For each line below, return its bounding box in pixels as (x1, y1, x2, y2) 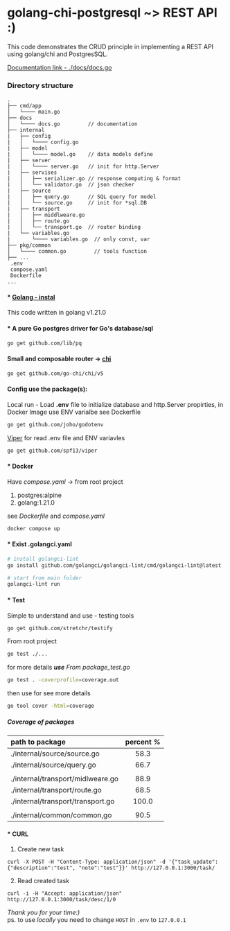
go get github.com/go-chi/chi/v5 (7, 369, 104, 377)
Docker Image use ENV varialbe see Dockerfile (7, 408, 141, 416)
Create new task (17, 845, 64, 853)
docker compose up (7, 525, 60, 532)
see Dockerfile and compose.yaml (7, 512, 105, 520)
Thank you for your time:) (7, 908, 80, 916)
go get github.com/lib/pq (7, 340, 82, 347)
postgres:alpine (17, 491, 62, 499)
